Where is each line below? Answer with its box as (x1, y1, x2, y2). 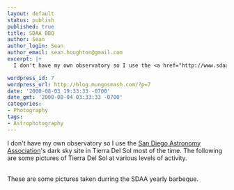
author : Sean (7, 36, 45, 43)
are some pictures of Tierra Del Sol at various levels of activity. (7, 154, 187, 162)
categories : (7, 100, 42, 108)
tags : (7, 113, 23, 120)
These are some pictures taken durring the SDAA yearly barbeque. (7, 175, 199, 183)
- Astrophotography (7, 120, 64, 127)
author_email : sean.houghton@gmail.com (7, 49, 123, 56)
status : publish (7, 17, 54, 24)
